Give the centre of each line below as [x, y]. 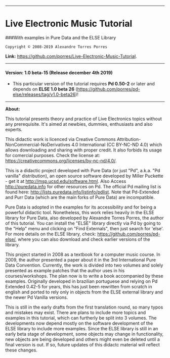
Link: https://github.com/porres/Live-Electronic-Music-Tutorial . [71, 56]
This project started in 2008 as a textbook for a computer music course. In [83, 254]
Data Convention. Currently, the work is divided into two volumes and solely [84, 265]
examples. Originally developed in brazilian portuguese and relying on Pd [81, 281]
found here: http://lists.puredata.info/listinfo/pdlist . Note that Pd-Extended [82, 192]
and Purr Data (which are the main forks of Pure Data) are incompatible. [80, 197]
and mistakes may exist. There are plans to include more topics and [76, 313]
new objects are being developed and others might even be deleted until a [83, 339]
